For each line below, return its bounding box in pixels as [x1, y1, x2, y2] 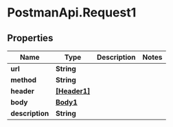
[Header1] [55, 86, 91, 95]
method [10, 76, 36, 84]
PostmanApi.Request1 [7, 5, 137, 21]
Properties [7, 32, 54, 44]
